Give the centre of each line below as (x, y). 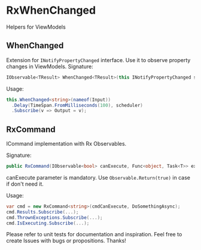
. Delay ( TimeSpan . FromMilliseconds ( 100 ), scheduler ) (77, 105)
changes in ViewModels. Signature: (50, 66)
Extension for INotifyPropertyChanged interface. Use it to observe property (98, 60)
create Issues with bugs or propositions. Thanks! (66, 241)
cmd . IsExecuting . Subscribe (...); (48, 223)
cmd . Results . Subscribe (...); (42, 212)
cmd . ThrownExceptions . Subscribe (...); (54, 217)
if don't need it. (25, 184)
